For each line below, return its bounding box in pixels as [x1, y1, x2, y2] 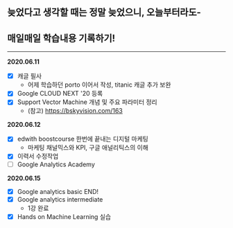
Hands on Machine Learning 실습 [17, 212, 112, 220]
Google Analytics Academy [17, 160, 96, 168]
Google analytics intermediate [17, 195, 103, 203]
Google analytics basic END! [17, 187, 99, 195]
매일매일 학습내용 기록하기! [7, 32, 116, 44]
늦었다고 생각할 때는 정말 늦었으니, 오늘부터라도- [7, 6, 201, 19]
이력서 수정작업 [17, 152, 59, 161]
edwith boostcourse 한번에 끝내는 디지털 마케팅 [17, 134, 149, 143]
